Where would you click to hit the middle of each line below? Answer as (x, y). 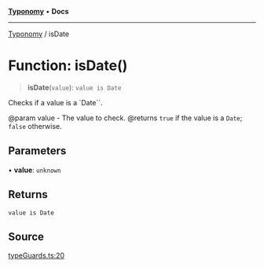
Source (26, 236)
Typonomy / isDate (38, 34)
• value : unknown (35, 170)
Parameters (37, 151)
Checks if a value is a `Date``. (56, 102)
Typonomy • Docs (38, 11)
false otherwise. (35, 126)
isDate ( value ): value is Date (74, 87)
